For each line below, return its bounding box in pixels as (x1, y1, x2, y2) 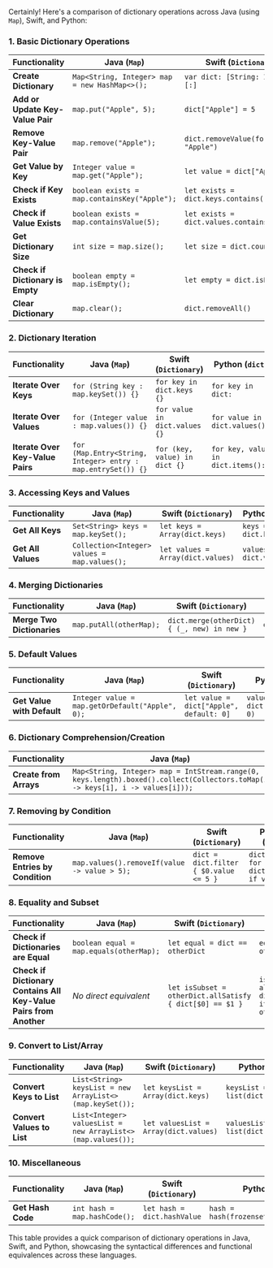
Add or (12, 93, 40, 105)
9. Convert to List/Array (8, 1040, 104, 1051)
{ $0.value (192, 867, 235, 876)
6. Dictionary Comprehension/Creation (8, 732, 165, 743)
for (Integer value (71, 413, 148, 422)
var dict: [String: (184, 72, 260, 82)
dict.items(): (210, 461, 266, 470)
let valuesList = (142, 1119, 210, 1127)
